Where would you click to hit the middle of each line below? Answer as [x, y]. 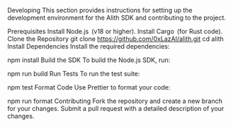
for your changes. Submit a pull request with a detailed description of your [116, 108]
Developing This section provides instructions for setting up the [100, 10]
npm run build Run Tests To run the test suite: [74, 74]
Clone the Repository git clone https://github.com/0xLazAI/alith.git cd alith [116, 39]
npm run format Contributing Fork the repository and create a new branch [115, 101]
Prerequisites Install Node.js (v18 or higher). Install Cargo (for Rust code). [115, 31]
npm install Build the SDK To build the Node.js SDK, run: [89, 60]
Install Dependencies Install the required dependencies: [89, 46]
